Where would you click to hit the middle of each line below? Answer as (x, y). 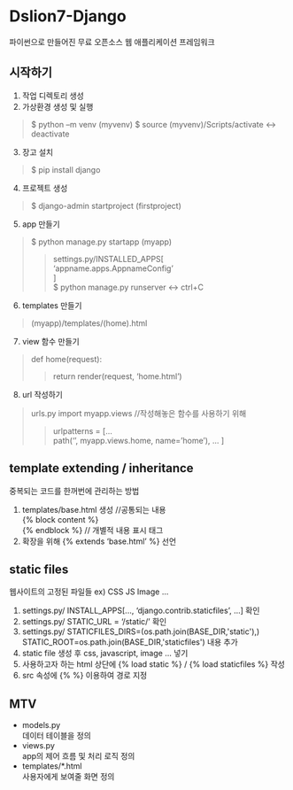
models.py (41, 725)
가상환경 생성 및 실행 (58, 106)
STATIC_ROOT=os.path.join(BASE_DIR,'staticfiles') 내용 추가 (130, 642)
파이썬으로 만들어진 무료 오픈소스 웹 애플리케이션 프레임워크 (112, 42)
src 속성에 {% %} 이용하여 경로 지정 (85, 676)
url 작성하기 (42, 394)
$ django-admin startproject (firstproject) (106, 205)
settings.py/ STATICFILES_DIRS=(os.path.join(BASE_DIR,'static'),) (141, 631)
